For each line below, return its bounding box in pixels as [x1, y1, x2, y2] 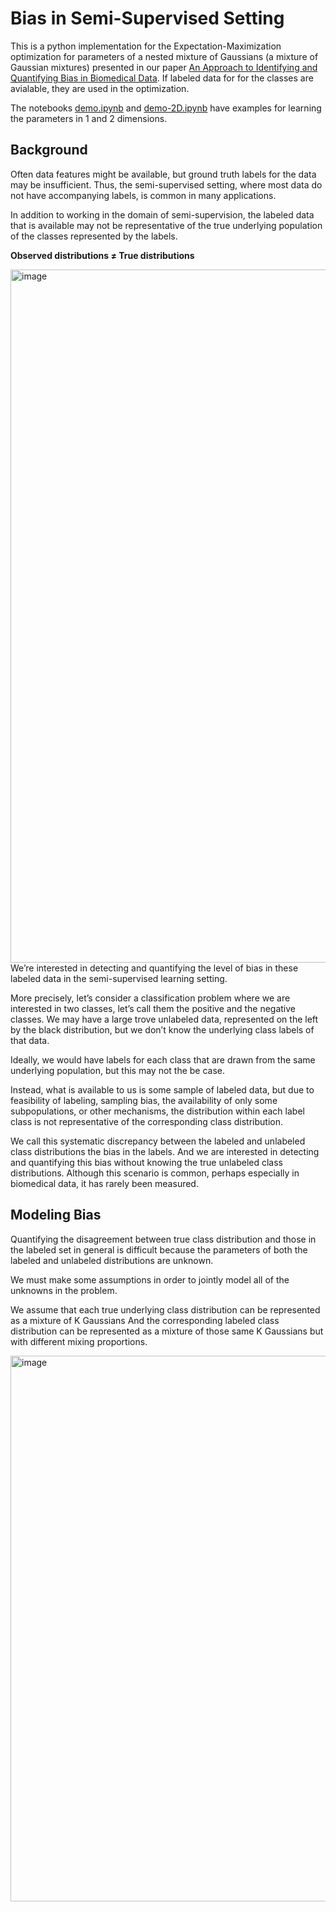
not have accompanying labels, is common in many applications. [10, 189, 277, 201]
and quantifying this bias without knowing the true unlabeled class [10, 1156, 284, 1168]
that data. [10, 1034, 50, 1046]
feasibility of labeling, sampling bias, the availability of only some [10, 1094, 278, 1106]
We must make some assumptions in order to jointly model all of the [10, 1273, 290, 1286]
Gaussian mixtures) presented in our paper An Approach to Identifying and [10, 61, 318, 73]
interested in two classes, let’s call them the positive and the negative [10, 1002, 296, 1014]
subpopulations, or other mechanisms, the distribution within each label [10, 1105, 305, 1117]
